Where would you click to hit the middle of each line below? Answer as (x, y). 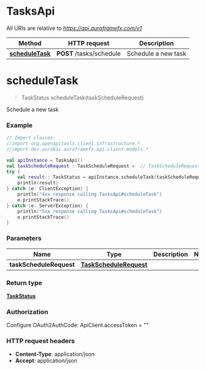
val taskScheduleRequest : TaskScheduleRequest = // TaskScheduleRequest (103, 166)
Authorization (27, 311)
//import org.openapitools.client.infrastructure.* (73, 144)
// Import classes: (31, 138)
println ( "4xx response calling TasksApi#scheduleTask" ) (90, 194)
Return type (24, 283)
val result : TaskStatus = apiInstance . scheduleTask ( (87, 177)
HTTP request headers (41, 341)
